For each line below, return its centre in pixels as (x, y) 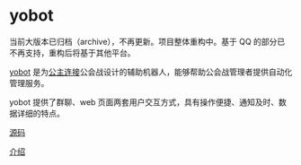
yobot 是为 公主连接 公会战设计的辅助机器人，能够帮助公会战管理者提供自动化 (151, 72)
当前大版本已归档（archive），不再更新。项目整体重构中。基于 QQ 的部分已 (147, 41)
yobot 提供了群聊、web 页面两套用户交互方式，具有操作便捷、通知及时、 (144, 102)
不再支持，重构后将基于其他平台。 (72, 52)
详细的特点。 (40, 113)
